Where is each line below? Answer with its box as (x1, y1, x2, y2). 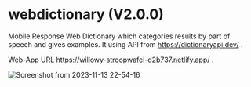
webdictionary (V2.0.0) (8, 5, 165, 24)
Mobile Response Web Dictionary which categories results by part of (8, 31, 231, 41)
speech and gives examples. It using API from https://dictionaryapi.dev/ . (8, 39, 243, 49)
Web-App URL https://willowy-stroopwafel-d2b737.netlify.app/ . (8, 55, 214, 64)
